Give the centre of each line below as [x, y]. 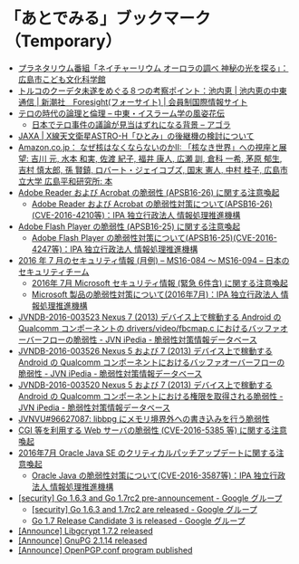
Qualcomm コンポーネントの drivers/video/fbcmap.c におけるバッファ [149, 328]
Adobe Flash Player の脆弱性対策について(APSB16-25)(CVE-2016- [154, 237]
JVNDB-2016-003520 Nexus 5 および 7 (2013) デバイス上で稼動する [145, 385]
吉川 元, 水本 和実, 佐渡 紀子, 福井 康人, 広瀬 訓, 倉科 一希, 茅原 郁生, [156, 158]
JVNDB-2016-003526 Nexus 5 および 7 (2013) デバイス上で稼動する [145, 350]
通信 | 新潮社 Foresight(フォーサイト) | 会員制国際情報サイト [133, 101]
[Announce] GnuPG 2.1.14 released [82, 540]
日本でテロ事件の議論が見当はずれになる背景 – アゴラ [131, 124]
